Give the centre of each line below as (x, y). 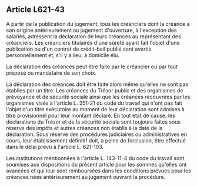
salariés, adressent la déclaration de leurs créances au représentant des (94, 36)
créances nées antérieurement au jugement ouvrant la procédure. (86, 177)
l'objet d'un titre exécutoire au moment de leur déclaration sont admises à (96, 109)
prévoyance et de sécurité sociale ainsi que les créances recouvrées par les (98, 97)
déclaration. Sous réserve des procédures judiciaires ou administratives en (96, 134)
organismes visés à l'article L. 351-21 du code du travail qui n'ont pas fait (94, 103)
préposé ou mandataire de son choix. (51, 72)
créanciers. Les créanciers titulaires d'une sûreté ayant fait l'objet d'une (93, 42)
